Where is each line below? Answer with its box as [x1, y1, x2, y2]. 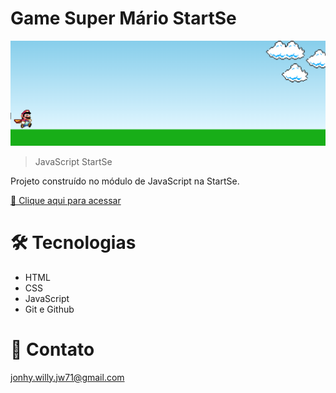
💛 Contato [10, 338, 95, 361]
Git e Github [24, 303, 75, 315]
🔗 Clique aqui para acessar [10, 194, 122, 206]
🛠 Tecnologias [10, 231, 137, 254]
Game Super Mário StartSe [10, 7, 237, 30]
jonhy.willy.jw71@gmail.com [10, 371, 125, 383]
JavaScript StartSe [34, 155, 113, 167]
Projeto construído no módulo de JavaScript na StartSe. [10, 175, 240, 187]
